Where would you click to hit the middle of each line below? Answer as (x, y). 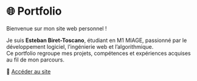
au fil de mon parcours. (36, 60)
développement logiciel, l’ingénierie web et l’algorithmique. (80, 46)
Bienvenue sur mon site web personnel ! (57, 28)
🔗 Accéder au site (29, 71)
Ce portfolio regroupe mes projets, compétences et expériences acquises (99, 53)
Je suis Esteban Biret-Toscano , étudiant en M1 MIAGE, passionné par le (97, 40)
